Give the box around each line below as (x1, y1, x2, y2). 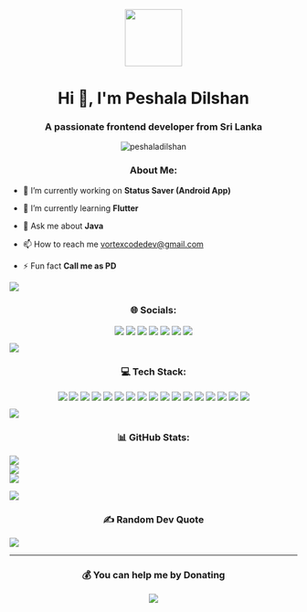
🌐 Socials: (130, 303, 177, 316)
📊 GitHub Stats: (117, 430, 190, 443)
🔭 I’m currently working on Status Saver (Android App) (22, 185, 231, 195)
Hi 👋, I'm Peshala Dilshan (58, 88, 249, 109)
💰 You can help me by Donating (81, 569, 226, 582)
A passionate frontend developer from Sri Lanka (44, 121, 263, 133)
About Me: (129, 164, 178, 177)
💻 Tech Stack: (120, 365, 187, 378)
